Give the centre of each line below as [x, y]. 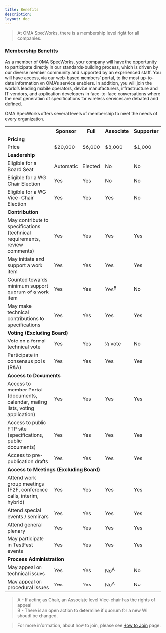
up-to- [147, 78]
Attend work [22, 477]
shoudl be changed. [38, 615]
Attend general [25, 524]
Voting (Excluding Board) [38, 333]
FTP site [17, 429]
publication [21, 461]
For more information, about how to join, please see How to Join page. [89, 625]
